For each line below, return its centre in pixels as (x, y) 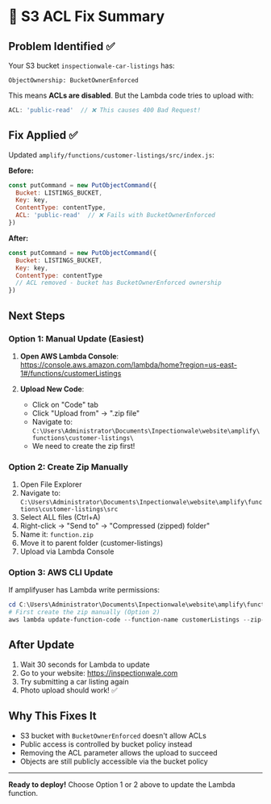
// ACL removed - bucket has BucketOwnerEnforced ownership (119, 283)
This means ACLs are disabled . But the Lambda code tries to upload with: (131, 95)
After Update (42, 645)
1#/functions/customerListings (71, 373)
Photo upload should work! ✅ (69, 690)
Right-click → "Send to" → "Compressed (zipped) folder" (115, 526)
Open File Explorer (51, 484)
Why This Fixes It (52, 716)
